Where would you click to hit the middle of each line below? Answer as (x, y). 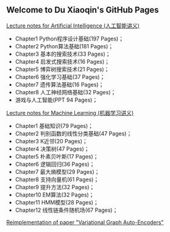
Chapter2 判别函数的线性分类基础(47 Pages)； (73, 133)
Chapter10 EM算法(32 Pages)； (55, 195)
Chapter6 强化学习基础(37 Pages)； (60, 77)
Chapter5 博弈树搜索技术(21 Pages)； (62, 69)
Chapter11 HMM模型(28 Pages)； (57, 202)
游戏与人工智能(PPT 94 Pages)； (56, 100)
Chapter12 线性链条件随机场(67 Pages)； (66, 210)
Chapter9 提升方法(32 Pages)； (55, 187)
